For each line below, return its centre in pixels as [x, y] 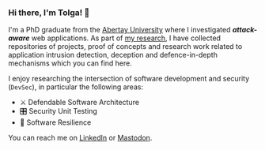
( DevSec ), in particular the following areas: [76, 87]
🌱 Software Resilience [55, 122]
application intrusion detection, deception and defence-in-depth [113, 55]
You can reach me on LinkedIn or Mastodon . [80, 138]
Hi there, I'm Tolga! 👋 [49, 13]
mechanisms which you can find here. [70, 63]
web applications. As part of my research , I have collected [126, 38]
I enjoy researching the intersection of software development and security [129, 79]
